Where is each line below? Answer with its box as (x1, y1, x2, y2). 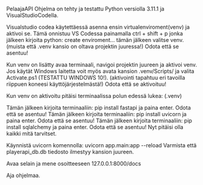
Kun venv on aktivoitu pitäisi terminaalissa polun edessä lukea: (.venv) (6, 92, 182, 99)
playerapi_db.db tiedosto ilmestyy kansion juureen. (6, 148, 134, 155)
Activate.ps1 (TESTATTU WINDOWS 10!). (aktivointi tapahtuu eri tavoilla (6, 74, 185, 81)
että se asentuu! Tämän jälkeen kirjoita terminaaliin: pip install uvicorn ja (6, 111, 187, 117)
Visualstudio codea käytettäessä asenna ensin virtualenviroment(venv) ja (6, 24, 190, 30)
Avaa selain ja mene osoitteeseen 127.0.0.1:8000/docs (6, 160, 141, 167)
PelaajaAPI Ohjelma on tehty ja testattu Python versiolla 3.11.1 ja (6, 5, 165, 12)
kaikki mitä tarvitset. (6, 130, 57, 137)
